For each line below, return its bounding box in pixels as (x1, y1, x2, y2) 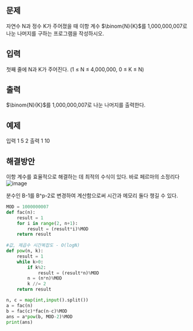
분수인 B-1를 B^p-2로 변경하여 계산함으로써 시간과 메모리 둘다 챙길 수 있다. (6, 192, 179, 200)
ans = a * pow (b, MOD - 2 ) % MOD (6, 313, 73, 320)
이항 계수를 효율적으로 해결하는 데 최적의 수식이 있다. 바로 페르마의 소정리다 (6, 173, 180, 181)
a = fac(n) (6, 303, 33, 308)
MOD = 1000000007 (6, 204, 49, 210)
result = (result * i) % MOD (27, 226, 89, 232)
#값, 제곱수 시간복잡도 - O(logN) (6, 242, 80, 249)
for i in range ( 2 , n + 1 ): (17, 220, 78, 226)
